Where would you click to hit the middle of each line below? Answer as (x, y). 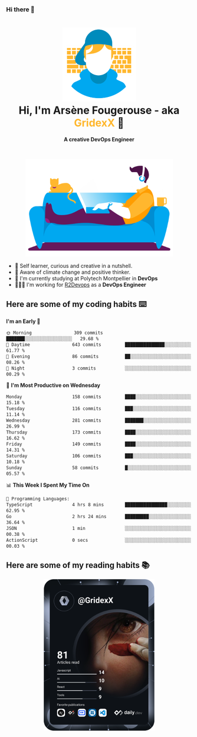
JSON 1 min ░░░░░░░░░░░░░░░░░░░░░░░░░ (99, 529)
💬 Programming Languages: (38, 499)
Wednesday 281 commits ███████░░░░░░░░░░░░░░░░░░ (99, 421)
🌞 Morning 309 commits (55, 333)
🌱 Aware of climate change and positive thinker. (73, 272)
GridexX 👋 (99, 123)
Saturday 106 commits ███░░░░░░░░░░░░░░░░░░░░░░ (99, 456)
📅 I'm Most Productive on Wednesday (53, 385)
